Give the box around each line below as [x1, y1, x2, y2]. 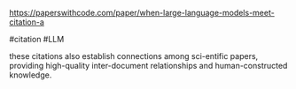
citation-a [9, 17, 44, 27]
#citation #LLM [9, 34, 65, 44]
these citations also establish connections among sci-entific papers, [9, 51, 259, 61]
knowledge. [9, 70, 52, 80]
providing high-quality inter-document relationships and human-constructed [9, 61, 288, 70]
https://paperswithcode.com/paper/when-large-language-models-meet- [9, 8, 275, 18]
